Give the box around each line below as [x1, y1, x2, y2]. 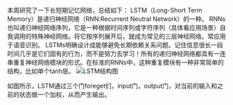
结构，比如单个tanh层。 [7, 67, 75, 75]
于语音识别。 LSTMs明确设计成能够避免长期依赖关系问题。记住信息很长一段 [7, 41, 223, 49]
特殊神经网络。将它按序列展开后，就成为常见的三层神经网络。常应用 [31, 32, 226, 40]
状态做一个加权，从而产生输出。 [19, 90, 111, 99]
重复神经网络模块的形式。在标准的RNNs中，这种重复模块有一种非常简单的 [12, 58, 224, 66]
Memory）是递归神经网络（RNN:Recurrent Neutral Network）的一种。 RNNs [7, 15, 226, 23]
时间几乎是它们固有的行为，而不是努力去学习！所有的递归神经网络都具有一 [7, 49, 220, 58]
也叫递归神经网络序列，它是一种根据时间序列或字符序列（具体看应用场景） [7, 24, 220, 31]
